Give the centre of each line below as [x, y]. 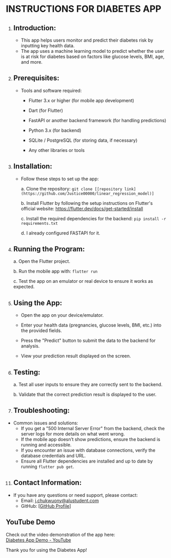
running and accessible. [46, 445]
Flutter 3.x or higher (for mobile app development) [81, 100]
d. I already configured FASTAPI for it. [60, 233]
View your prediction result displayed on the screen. [76, 356]
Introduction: [35, 28]
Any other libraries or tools [57, 150]
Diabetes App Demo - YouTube [38, 540]
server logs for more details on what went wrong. [73, 434]
